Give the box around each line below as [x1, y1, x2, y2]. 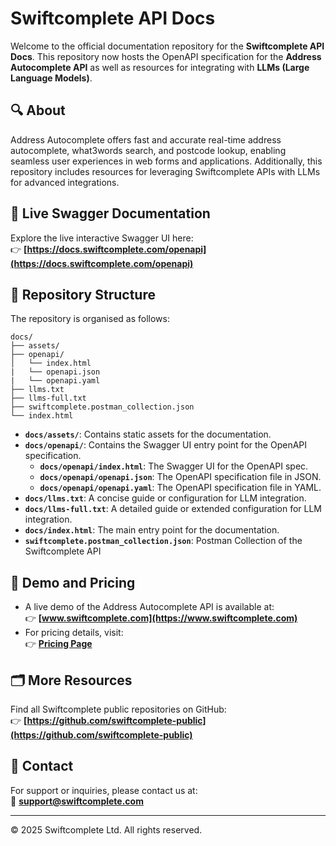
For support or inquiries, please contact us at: [10, 784, 198, 796]
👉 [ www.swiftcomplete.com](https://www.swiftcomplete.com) [24, 612, 298, 624]
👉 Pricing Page [24, 638, 93, 650]
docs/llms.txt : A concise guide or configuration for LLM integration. [24, 492, 307, 504]
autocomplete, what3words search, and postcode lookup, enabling [10, 144, 287, 156]
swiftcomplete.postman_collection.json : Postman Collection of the [24, 535, 303, 547]
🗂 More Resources [10, 672, 133, 689]
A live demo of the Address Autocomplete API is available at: [24, 601, 275, 613]
